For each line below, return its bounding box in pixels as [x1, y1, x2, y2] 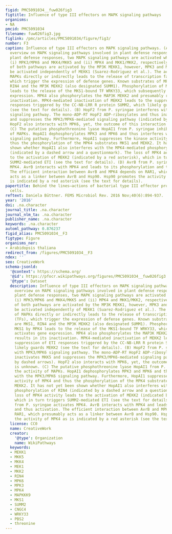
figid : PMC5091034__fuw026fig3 [5, 7, 72, 13]
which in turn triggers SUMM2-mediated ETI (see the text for [14, 397, 150, 403]
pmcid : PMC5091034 [5, 27, 45, 32]
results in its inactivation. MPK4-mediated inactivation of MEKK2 [14, 336, 161, 341]
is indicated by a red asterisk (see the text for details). [10, 179, 143, 184]
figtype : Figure [5, 236, 40, 241]
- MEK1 [10, 464, 24, 469]
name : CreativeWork [10, 426, 52, 431]
